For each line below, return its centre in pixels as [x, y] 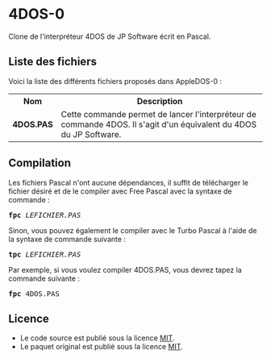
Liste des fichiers [52, 62]
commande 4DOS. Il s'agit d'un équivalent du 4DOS [159, 124]
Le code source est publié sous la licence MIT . [97, 338]
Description [160, 101]
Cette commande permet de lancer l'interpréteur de [158, 114]
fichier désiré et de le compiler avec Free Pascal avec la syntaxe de [120, 191]
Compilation [40, 163]
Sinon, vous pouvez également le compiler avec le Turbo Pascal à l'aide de [133, 230]
